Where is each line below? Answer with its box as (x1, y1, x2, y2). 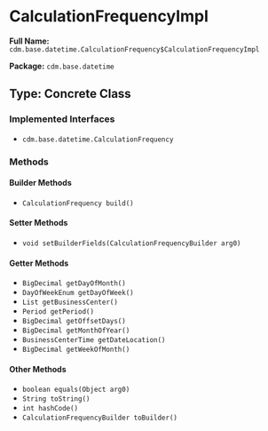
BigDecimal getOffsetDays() (21, 317, 126, 326)
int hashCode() (21, 404, 79, 413)
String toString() (21, 395, 91, 403)
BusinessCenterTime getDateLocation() (21, 336, 166, 345)
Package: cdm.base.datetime (9, 60, 115, 71)
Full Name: (9, 36, 50, 46)
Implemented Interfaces (9, 113, 115, 125)
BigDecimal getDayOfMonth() (21, 279, 126, 288)
